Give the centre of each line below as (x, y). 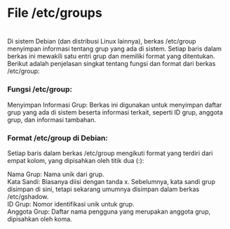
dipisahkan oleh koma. (40, 218)
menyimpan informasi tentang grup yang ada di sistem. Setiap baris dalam (115, 49)
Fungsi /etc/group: (40, 89)
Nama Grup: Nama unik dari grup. (56, 174)
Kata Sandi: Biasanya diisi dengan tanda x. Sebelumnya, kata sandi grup (111, 181)
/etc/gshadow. (28, 196)
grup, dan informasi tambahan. (52, 119)
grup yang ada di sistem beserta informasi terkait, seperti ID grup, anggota (115, 112)
